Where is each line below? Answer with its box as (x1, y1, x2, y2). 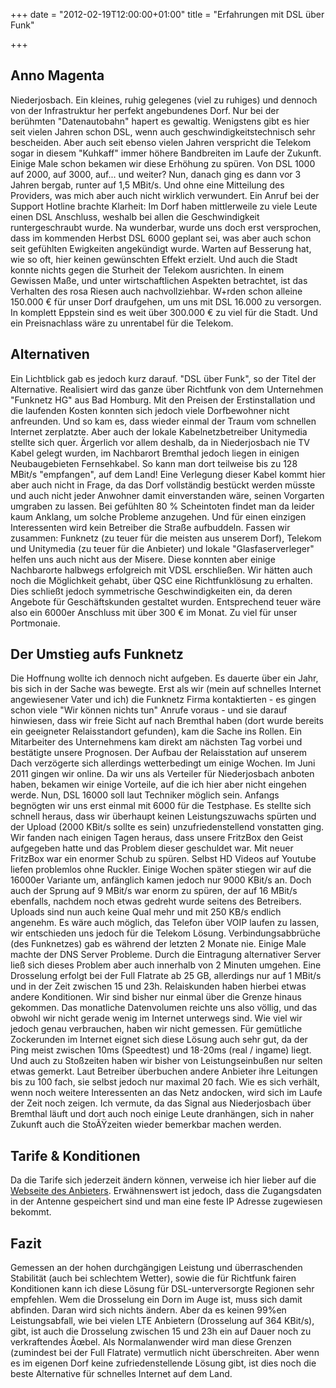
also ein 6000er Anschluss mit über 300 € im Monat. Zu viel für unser (10, 606, 298, 618)
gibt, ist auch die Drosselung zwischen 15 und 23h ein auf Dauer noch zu (10, 1325, 312, 1338)
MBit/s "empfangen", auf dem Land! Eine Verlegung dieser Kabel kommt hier (10, 468, 326, 480)
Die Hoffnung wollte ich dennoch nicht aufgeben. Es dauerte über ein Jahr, (10, 672, 319, 684)
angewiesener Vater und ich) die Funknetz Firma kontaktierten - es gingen (10, 694, 317, 706)
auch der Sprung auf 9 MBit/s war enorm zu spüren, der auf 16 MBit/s (10, 885, 298, 897)
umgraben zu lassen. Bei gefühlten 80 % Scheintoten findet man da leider (10, 500, 315, 512)
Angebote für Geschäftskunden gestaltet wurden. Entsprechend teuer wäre (10, 595, 322, 608)
